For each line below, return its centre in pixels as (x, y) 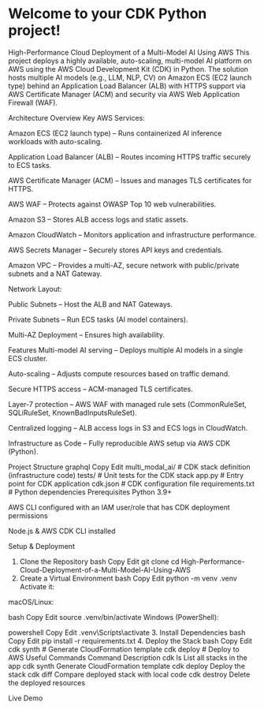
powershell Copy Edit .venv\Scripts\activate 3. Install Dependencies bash (127, 633)
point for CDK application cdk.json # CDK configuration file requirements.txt (131, 483)
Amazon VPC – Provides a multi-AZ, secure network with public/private (124, 265)
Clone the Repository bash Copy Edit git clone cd (99, 562)
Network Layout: (35, 289)
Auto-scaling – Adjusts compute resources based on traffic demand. (119, 373)
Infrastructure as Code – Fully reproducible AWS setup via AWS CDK (119, 443)
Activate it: (37, 586)
